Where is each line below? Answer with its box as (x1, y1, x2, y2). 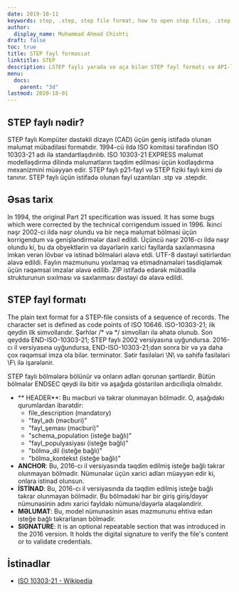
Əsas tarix (7, 194, 53, 206)
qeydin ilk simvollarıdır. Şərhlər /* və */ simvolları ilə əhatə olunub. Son (7, 328, 213, 336)
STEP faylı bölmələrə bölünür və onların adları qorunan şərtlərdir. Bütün (7, 372, 216, 380)
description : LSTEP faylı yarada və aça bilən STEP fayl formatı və (7, 63, 215, 71)
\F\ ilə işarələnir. (7, 358, 55, 367)
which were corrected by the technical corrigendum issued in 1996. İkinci (7, 220, 223, 229)
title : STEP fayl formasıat (7, 51, 91, 58)
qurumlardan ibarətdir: (17, 400, 84, 410)
